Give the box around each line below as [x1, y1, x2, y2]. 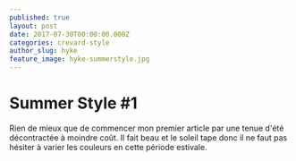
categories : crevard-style [9, 38, 110, 47]
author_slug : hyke [9, 47, 78, 55]
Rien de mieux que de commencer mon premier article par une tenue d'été [9, 123, 284, 133]
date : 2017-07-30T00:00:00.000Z [9, 30, 130, 38]
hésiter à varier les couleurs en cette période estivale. [9, 141, 207, 152]
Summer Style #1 [9, 93, 138, 114]
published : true [9, 13, 70, 22]
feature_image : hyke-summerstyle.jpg [9, 55, 150, 64]
